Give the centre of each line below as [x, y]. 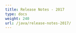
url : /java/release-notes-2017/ [38, 23]
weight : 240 [17, 18]
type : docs [16, 14]
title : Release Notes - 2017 [35, 9]
